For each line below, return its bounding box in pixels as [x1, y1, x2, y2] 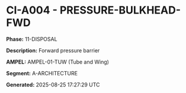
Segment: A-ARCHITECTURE [6, 69, 78, 77]
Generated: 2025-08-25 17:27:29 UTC [6, 81, 100, 88]
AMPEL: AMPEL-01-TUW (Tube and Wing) [6, 58, 110, 65]
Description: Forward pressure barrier [6, 46, 100, 54]
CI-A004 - [6, 4, 58, 17]
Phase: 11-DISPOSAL [6, 35, 57, 42]
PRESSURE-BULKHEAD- [59, 4, 181, 17]
